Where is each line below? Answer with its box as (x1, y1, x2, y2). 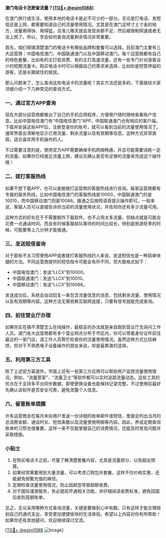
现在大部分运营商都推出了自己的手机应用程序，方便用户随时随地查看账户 (5, 111, 152, 118)
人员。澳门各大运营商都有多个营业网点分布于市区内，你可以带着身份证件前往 (5, 330, 161, 336)
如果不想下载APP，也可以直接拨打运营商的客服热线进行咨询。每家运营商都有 (5, 185, 161, 191)
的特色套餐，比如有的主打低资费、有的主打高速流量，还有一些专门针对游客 (5, 57, 157, 62)
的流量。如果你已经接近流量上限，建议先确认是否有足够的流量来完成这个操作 (5, 153, 161, 159)
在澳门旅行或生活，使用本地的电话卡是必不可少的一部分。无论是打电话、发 (5, 15, 157, 21)
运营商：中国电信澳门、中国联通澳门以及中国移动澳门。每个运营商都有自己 (9, 51, 161, 56)
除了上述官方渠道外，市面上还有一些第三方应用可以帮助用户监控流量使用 (5, 369, 152, 375)
